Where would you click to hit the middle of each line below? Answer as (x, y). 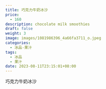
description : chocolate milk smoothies (48, 24)
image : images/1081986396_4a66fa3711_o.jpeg (53, 38)
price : (12, 15)
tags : (11, 52)
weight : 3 (16, 33)
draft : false (19, 29)
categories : (18, 43)
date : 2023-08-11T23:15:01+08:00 (41, 66)
